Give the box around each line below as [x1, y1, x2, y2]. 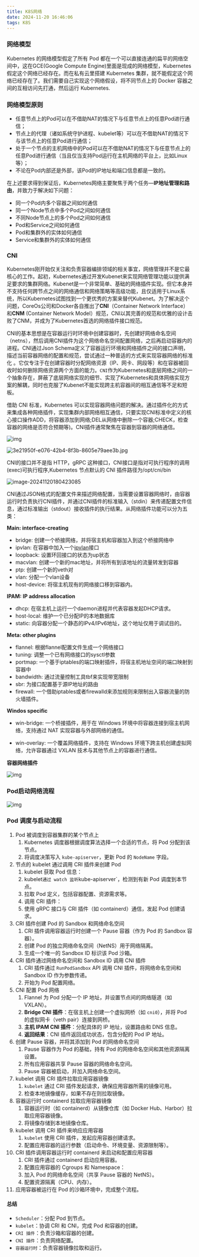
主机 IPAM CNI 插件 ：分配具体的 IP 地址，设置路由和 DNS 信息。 [24, 1023, 181, 1030]
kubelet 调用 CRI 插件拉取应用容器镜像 [15, 1075, 109, 1082]
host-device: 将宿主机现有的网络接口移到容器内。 [15, 581, 136, 588]
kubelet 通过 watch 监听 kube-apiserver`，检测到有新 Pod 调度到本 [24, 875, 182, 882]
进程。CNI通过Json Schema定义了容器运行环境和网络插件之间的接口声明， [6, 345, 189, 352]
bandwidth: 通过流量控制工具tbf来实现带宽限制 [15, 673, 129, 680]
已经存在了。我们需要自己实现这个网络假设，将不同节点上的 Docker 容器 [11, 77, 188, 84]
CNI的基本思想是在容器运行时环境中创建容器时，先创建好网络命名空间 [6, 330, 177, 337]
